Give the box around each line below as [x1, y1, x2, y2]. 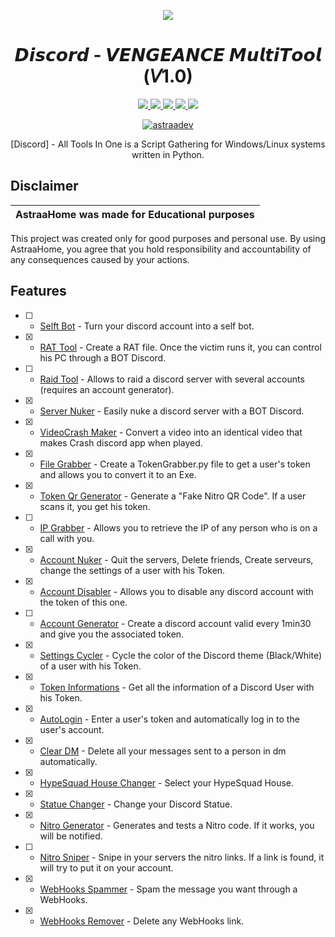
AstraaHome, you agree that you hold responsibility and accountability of [10, 243, 312, 255]
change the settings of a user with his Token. [39, 564, 226, 576]
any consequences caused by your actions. [10, 253, 190, 265]
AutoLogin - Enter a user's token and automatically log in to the [39, 713, 300, 725]
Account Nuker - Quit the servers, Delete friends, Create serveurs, [39, 553, 314, 565]
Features [10, 283, 67, 300]
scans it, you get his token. [39, 500, 151, 512]
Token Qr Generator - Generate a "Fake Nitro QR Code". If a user [39, 490, 307, 502]
